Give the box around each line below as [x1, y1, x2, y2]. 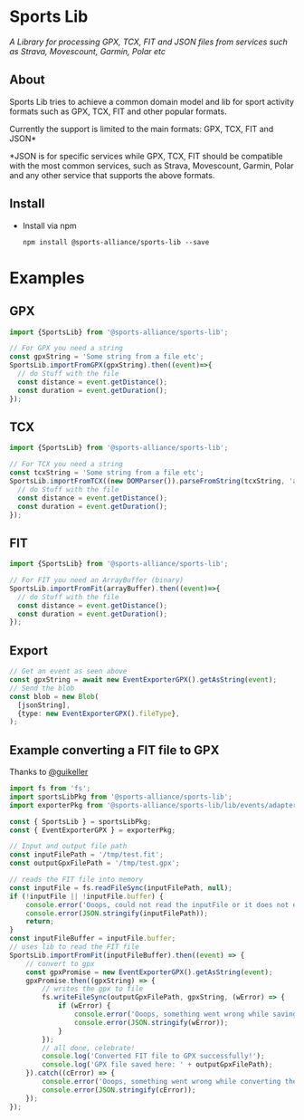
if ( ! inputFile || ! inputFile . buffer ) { [9, 892, 165, 901]
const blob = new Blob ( [9, 692, 100, 701]
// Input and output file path [9, 842, 128, 851]
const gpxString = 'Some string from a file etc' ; [9, 352, 204, 361]
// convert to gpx [25, 959, 95, 968]
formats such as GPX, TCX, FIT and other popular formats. [9, 106, 228, 117]
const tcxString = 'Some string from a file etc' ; [9, 468, 204, 477]
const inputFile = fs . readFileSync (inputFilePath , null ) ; [9, 883, 233, 893]
